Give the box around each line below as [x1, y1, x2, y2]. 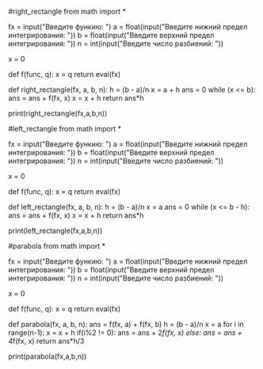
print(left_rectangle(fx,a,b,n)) [8, 226, 103, 235]
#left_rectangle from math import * [8, 124, 121, 133]
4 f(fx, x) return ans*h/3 [8, 337, 85, 345]
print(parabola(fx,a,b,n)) [8, 352, 87, 361]
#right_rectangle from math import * [8, 7, 127, 16]
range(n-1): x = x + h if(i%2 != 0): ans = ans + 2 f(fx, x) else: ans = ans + [8, 328, 243, 337]
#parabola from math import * [8, 242, 106, 250]
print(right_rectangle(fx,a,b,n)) [8, 108, 108, 118]
